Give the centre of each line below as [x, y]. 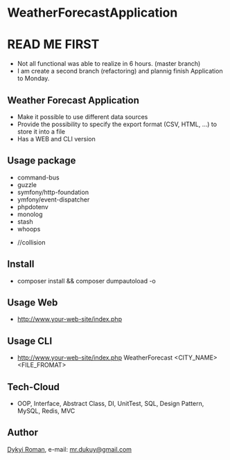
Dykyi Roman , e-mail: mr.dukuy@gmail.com [70, 449]
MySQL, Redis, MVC [46, 411]
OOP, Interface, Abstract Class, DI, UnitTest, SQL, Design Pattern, [110, 404]
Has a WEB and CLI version [56, 139]
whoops [29, 229]
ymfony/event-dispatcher [53, 200]
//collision [31, 242]
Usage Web [33, 302]
